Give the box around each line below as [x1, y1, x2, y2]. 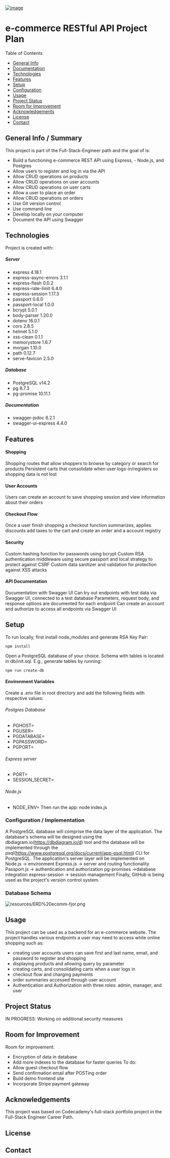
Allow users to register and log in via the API [12, 168, 106, 174]
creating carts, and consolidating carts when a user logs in [12, 966, 135, 972]
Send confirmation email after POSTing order [12, 1070, 107, 1076]
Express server [5, 756, 37, 762]
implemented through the [5, 845, 58, 851]
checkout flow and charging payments [12, 971, 93, 977]
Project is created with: [5, 244, 54, 251]
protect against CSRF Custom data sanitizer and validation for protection [5, 561, 157, 568]
